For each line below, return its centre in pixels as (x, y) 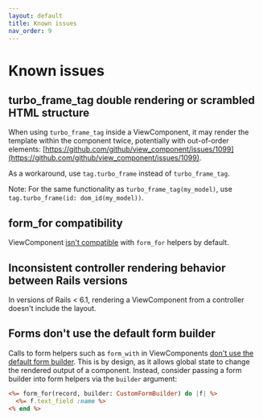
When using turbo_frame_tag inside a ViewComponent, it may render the (129, 132)
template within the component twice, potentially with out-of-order (119, 141)
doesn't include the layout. (52, 308)
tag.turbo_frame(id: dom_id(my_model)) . (76, 197)
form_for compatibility (66, 223)
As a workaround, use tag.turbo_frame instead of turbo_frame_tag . (119, 173)
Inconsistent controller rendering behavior (117, 268)
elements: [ (27, 149)
